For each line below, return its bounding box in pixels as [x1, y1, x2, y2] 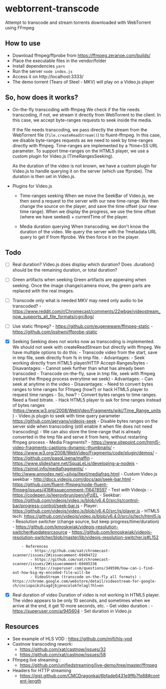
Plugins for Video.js [12, 183, 53, 189]
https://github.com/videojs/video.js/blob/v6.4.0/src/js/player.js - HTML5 [12, 508, 160, 514]
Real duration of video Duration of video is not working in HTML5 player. [12, 591, 160, 597]
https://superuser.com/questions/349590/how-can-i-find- [34, 566, 155, 571]
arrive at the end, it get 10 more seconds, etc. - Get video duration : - [12, 602, 153, 608]
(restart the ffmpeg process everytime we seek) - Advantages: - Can [12, 376, 153, 382]
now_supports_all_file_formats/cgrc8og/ [12, 313, 94, 319]
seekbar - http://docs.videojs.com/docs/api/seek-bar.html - [12, 476, 135, 482]
